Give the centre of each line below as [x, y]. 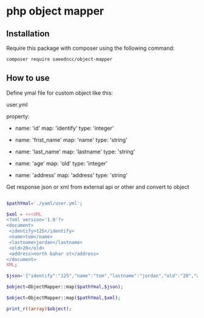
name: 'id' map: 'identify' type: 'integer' [64, 128]
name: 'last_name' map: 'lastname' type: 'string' [75, 151]
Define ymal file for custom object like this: [60, 93]
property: [18, 116]
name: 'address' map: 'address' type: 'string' [71, 175]
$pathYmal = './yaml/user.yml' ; [45, 203]
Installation [28, 34]
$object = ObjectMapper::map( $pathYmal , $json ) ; [65, 287]
